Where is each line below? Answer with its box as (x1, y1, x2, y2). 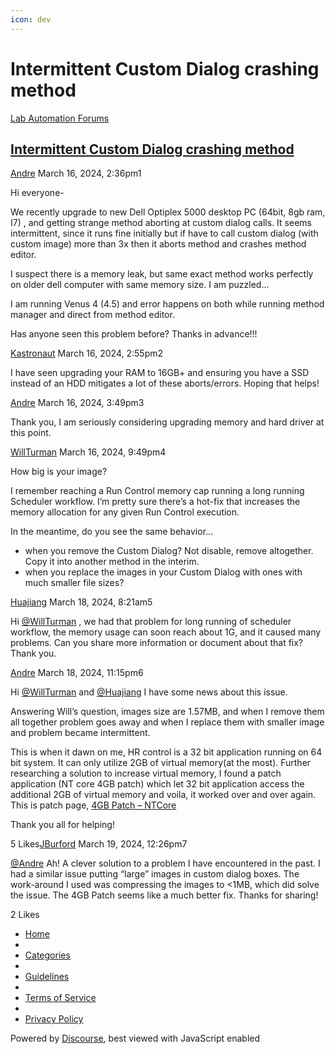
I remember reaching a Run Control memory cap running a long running (10, 485, 305, 497)
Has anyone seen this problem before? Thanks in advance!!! (10, 328, 258, 340)
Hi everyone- (10, 187, 65, 199)
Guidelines (24, 971, 70, 983)
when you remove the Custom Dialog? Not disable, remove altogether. (24, 545, 314, 557)
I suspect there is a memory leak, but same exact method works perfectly (10, 268, 314, 280)
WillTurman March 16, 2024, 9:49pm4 (10, 446, 167, 458)
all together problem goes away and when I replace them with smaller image (10, 716, 325, 728)
